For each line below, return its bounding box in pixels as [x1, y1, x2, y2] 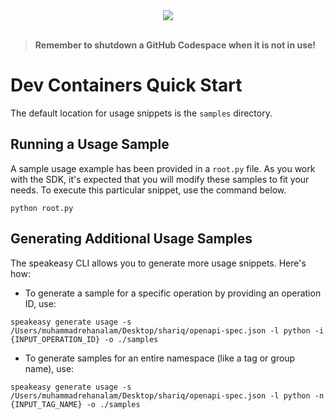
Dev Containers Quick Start [10, 74, 243, 97]
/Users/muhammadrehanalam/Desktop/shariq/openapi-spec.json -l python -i [10, 325, 325, 336]
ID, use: [24, 297, 57, 309]
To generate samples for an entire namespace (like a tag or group [24, 352, 296, 364]
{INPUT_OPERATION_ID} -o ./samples [10, 334, 159, 344]
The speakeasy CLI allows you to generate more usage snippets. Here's [10, 257, 307, 269]
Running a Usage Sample [10, 136, 170, 153]
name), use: [24, 362, 75, 374]
